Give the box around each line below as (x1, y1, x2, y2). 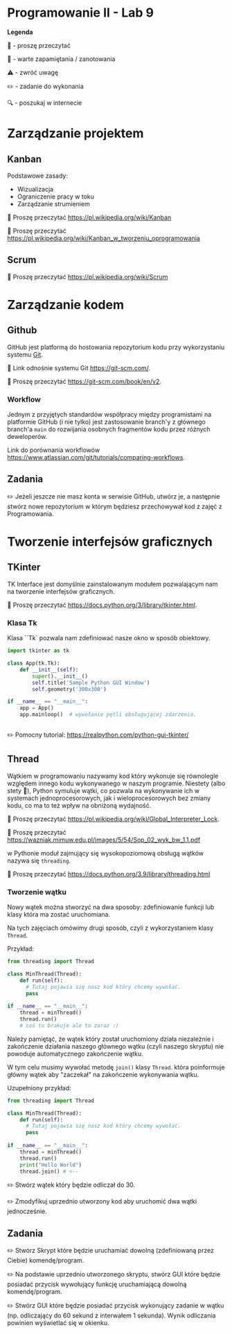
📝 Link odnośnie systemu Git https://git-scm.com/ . (7, 363, 151, 372)
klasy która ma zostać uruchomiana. (7, 910, 111, 919)
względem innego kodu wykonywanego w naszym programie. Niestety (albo (7, 779, 226, 787)
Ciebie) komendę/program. (7, 1256, 84, 1265)
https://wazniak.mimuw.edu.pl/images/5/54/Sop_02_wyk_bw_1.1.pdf (7, 835, 201, 844)
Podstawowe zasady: (7, 172, 68, 180)
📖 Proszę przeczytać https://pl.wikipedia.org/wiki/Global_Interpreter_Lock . (7, 815, 220, 823)
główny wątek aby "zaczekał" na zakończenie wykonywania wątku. (7, 1070, 199, 1078)
